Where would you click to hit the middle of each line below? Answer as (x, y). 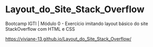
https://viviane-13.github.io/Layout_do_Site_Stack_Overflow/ (68, 39)
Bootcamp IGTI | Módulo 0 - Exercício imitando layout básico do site (77, 24)
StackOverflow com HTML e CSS (40, 29)
